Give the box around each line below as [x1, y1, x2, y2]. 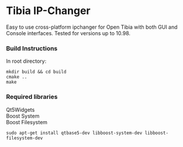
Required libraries [6, 93, 58, 101]
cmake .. [6, 74, 27, 80]
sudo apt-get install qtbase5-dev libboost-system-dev [6, 130, 143, 136]
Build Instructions [6, 44, 58, 52]
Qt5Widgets [6, 106, 35, 113]
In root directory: [6, 57, 47, 65]
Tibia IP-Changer [6, 4, 91, 18]
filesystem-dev [6, 135, 43, 141]
